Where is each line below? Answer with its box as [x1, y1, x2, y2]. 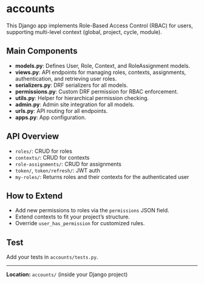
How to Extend [6, 191, 63, 201]
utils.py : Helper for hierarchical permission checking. [15, 94, 149, 101]
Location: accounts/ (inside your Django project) [6, 271, 128, 278]
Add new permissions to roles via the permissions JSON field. [15, 207, 169, 214]
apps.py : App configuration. [15, 113, 86, 121]
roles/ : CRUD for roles [15, 147, 73, 155]
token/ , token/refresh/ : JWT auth [15, 166, 100, 174]
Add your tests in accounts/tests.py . [6, 254, 98, 261]
